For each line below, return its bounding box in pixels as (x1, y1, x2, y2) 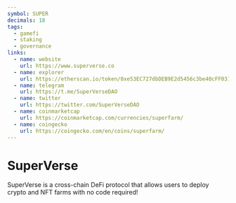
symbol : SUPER (7, 10, 49, 17)
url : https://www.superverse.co (20, 62, 114, 69)
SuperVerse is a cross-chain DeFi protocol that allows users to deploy (7, 181, 209, 189)
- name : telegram (13, 82, 65, 89)
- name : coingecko (13, 120, 68, 128)
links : (7, 50, 27, 57)
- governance (13, 43, 52, 50)
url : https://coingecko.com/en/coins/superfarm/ (20, 127, 165, 134)
